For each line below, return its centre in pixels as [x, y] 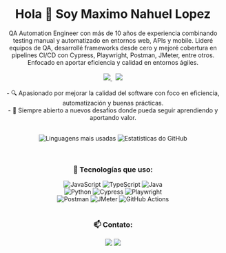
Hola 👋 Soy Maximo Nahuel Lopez [113, 14]
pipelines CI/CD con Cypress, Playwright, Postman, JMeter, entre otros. [113, 55]
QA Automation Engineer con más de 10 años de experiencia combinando [113, 33]
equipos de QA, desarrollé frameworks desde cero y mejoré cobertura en [113, 48]
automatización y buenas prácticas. [113, 103]
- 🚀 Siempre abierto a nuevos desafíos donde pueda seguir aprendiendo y [113, 110]
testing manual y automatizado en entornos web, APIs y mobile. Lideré [113, 40]
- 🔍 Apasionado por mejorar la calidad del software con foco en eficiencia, [113, 93]
